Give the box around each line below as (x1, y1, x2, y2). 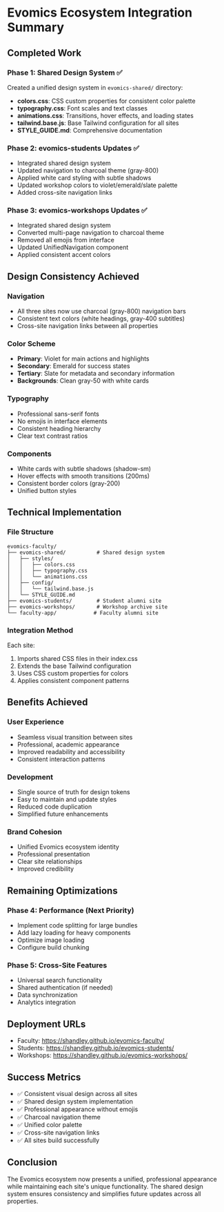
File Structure (7, 527, 54, 537)
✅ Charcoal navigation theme (17, 1113, 101, 1121)
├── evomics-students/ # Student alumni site (7, 597, 162, 604)
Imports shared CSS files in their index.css (17, 655, 138, 663)
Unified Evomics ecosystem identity (17, 843, 119, 851)
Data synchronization (17, 991, 78, 999)
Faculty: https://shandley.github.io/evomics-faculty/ (17, 1037, 165, 1045)
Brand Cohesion (7, 827, 63, 836)
